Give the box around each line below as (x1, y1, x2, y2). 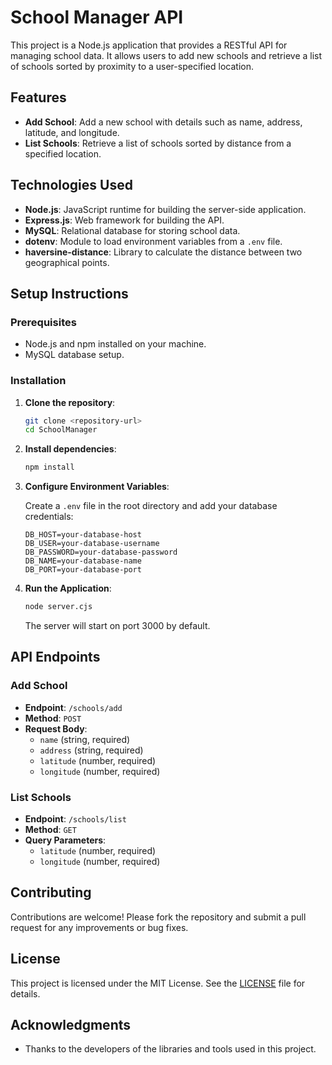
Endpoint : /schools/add (24, 701, 123, 713)
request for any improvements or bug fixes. (10, 921, 189, 933)
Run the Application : (24, 582, 112, 595)
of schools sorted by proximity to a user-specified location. (10, 60, 254, 72)
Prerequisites (10, 315, 77, 329)
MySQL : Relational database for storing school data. (24, 224, 241, 236)
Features (10, 89, 67, 106)
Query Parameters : (24, 834, 107, 846)
